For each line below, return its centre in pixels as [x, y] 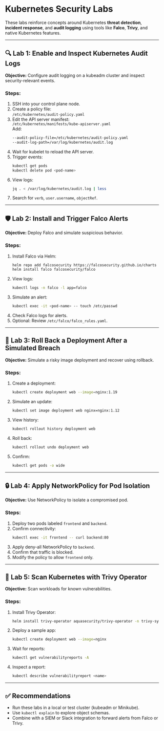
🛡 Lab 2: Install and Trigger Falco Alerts [67, 218]
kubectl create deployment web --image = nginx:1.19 [65, 392]
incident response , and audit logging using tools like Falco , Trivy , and [76, 27]
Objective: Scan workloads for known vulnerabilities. [59, 589]
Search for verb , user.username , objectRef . [55, 198]
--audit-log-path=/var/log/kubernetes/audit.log [62, 142]
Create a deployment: [34, 383]
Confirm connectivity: [34, 528]
